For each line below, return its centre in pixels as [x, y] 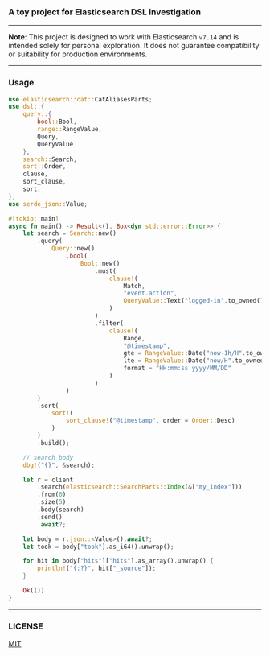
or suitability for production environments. [78, 54]
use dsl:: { [27, 107]
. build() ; [53, 443]
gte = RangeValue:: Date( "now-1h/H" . [185, 353]
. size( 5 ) [52, 502]
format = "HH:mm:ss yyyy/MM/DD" [177, 369]
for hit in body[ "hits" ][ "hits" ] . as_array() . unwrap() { [119, 561]
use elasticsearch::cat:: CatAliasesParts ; [80, 99]
